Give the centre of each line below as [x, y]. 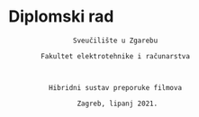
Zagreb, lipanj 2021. [118, 103]
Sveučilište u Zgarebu [115, 40]
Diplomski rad [61, 17]
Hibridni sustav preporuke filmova [115, 87]
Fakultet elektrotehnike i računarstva [116, 56]
